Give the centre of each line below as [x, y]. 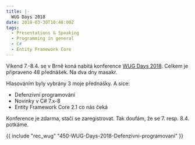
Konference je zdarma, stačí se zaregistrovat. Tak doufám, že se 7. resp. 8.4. [98, 118]
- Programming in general [43, 38]
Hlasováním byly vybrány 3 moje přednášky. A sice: [68, 83]
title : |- [18, 11]
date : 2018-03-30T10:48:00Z [40, 22]
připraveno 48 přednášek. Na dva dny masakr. [62, 72]
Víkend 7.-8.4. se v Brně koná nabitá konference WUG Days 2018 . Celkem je [97, 66]
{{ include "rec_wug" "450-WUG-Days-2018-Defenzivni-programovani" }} [95, 136]
